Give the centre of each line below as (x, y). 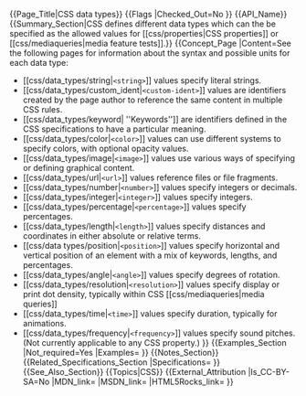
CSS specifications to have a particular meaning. (114, 129)
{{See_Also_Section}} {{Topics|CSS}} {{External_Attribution (134, 372)
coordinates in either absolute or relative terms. (111, 236)
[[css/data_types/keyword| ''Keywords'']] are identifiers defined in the (155, 119)
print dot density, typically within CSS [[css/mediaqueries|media (143, 294)
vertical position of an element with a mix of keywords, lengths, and (150, 255)
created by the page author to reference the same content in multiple (153, 100)
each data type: (39, 63)
